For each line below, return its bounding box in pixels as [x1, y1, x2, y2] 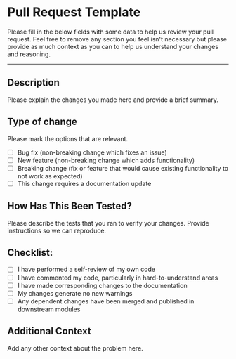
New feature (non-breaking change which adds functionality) [17, 156, 195, 164]
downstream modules [17, 305, 81, 313]
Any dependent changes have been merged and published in [17, 296, 195, 306]
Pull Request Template [7, 4, 141, 20]
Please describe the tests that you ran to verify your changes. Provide [7, 218, 209, 227]
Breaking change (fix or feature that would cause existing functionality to [17, 164, 229, 172]
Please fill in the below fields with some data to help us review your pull [7, 27, 214, 36]
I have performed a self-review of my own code [17, 265, 156, 274]
